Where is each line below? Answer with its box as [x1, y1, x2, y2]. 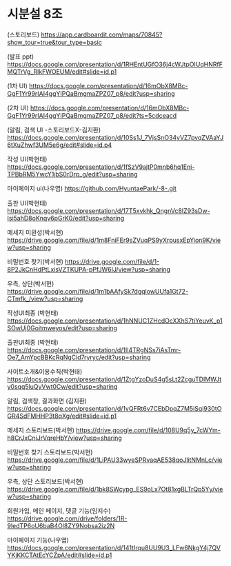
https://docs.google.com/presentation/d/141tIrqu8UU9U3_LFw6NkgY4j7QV [7, 543, 221, 552]
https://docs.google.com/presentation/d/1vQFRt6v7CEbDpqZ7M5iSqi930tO [7, 404, 222, 412]
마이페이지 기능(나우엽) [7, 536, 69, 544]
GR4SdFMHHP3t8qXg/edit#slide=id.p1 [7, 412, 117, 420]
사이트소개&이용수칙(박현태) [7, 367, 83, 376]
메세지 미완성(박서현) [7, 228, 64, 236]
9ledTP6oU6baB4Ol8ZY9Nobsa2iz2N [7, 521, 115, 529]
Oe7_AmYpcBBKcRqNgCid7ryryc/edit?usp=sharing [7, 353, 151, 361]
